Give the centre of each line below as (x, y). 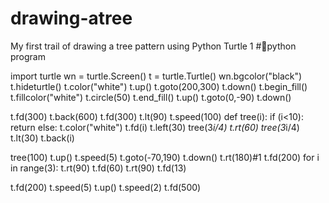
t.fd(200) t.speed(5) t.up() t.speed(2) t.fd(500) (106, 187)
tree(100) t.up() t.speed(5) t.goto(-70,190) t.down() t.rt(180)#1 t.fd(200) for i (165, 157)
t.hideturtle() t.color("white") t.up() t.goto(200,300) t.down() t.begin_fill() (159, 86)
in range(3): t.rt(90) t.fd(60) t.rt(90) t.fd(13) (98, 168)
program (28, 56)
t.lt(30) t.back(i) (42, 138)
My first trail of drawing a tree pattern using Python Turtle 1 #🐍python (153, 46)
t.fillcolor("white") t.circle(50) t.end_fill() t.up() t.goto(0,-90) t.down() (151, 97)
